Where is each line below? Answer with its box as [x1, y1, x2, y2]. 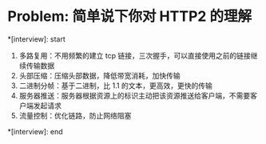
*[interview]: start [7, 34, 66, 44]
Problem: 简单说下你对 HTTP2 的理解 [7, 7, 252, 26]
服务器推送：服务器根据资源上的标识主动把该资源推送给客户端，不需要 [18, 90, 251, 100]
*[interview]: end [7, 126, 63, 136]
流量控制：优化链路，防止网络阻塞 [18, 110, 132, 120]
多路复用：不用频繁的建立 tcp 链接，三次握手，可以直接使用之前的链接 [18, 50, 251, 60]
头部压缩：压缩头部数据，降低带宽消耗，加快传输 [18, 70, 181, 80]
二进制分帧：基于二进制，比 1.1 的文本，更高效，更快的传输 [18, 81, 212, 90]
